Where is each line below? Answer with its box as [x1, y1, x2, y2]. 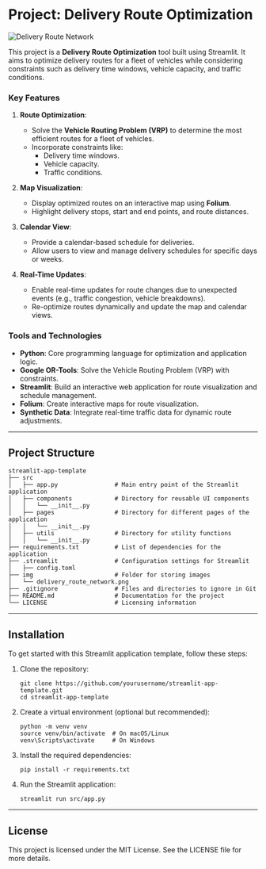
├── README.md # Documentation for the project [8, 592, 225, 600]
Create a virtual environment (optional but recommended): [19, 707, 210, 717]
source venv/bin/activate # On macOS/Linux [19, 729, 169, 738]
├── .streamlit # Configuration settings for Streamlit [8, 557, 249, 565]
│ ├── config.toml [8, 565, 77, 572]
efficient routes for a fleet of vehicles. [31, 134, 154, 144]
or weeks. [31, 255, 64, 264]
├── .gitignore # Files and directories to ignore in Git [8, 585, 257, 593]
